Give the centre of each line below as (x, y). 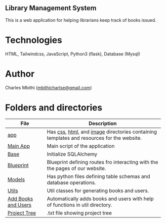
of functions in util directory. (80, 205)
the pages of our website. (76, 168)
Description (103, 123)
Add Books (20, 199)
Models (16, 179)
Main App (19, 146)
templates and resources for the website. (94, 138)
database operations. (71, 182)
